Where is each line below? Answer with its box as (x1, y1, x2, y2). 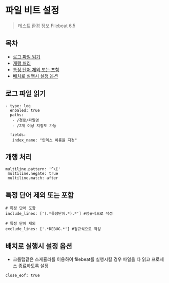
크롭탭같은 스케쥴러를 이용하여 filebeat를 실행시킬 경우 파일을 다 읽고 (12, 256, 151, 262)
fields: (10, 132, 27, 137)
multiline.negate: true (7, 171, 58, 176)
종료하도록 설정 (18, 262, 49, 269)
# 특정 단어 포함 (5, 206, 36, 211)
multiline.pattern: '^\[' (5, 167, 60, 172)
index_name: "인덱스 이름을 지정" (12, 137, 77, 143)
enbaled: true (10, 108, 40, 113)
